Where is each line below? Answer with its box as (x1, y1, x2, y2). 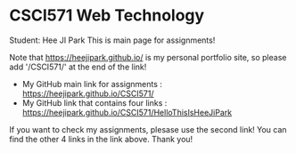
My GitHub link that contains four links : (21, 97, 168, 108)
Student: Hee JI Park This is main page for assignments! (9, 35, 216, 45)
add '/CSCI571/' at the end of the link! (9, 61, 147, 72)
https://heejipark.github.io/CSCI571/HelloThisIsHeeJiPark (21, 107, 233, 117)
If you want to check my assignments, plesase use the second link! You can (9, 124, 287, 134)
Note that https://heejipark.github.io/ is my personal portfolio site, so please (9, 52, 287, 62)
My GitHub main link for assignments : (21, 78, 163, 89)
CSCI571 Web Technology (9, 5, 205, 26)
